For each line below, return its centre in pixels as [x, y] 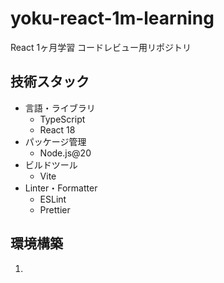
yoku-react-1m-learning [112, 18]
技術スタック [50, 82]
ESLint [53, 199]
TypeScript [62, 119]
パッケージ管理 [55, 141]
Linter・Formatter [61, 188]
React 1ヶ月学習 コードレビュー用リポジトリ [101, 47]
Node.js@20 [65, 153]
